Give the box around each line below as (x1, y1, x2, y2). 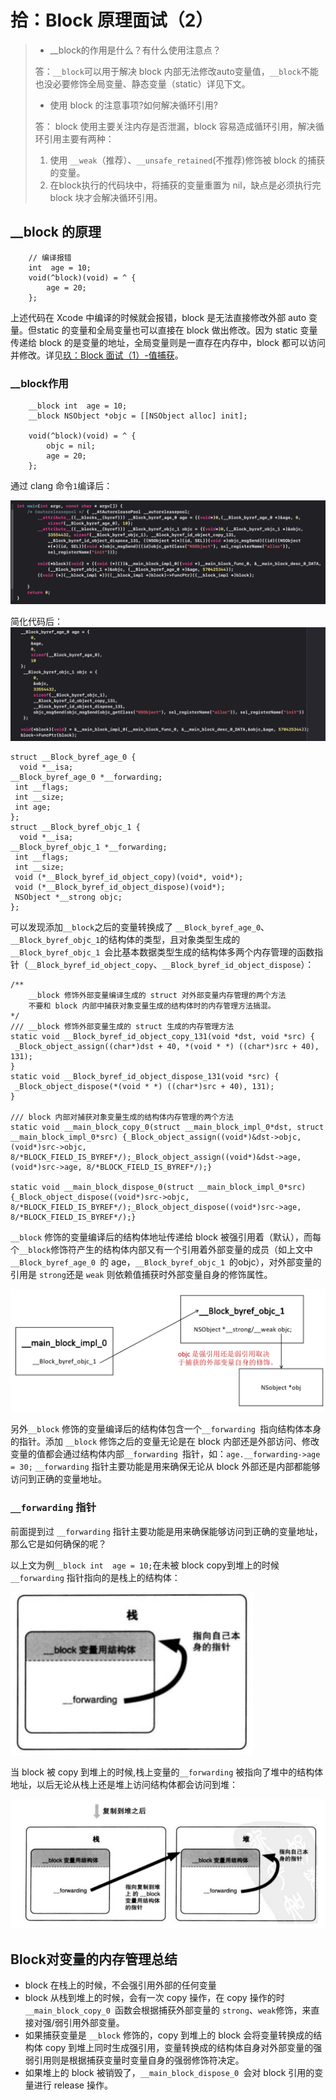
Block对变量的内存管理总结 (10, 1951, 178, 1968)
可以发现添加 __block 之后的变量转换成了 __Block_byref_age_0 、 (10, 921, 270, 933)
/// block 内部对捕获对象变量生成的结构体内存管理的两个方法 (10, 1112, 234, 1122)
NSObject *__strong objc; (14, 892, 123, 902)
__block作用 (10, 376, 69, 390)
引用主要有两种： (43, 132, 115, 145)
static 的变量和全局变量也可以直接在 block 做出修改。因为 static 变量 (36, 324, 318, 336)
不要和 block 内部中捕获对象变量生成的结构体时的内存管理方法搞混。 (28, 1001, 276, 1011)
